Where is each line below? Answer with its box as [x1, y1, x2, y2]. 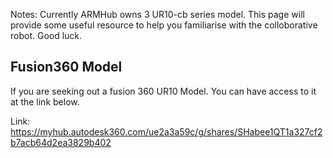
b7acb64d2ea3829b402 [10, 136, 112, 148]
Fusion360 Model [10, 59, 123, 76]
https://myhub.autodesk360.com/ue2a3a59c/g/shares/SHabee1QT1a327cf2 [10, 125, 323, 138]
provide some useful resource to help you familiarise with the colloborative [10, 19, 318, 31]
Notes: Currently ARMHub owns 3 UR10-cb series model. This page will [10, 9, 305, 20]
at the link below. [10, 95, 80, 108]
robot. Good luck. [10, 30, 83, 41]
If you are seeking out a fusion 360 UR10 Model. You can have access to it [10, 85, 317, 97]
